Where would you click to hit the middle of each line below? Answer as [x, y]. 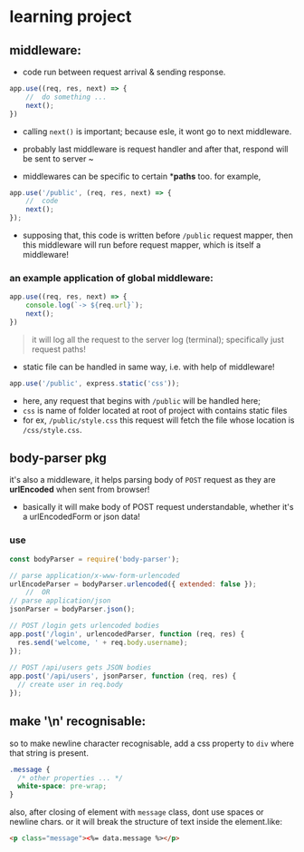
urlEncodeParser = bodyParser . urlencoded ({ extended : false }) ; [133, 584]
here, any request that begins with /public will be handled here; [141, 400]
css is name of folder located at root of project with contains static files [155, 410]
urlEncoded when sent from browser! [80, 490]
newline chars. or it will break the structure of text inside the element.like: [146, 822]
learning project [71, 17]
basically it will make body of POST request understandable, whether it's [158, 507]
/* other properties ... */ [71, 778]
